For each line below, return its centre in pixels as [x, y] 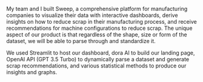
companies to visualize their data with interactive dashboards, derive [92, 15]
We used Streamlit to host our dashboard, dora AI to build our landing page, [101, 53]
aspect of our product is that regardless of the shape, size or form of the [97, 35]
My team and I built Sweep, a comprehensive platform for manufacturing [97, 9]
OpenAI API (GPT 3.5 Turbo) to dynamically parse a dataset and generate [98, 59]
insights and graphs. [32, 72]
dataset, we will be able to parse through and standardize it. [81, 41]
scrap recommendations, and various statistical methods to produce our [96, 66]
